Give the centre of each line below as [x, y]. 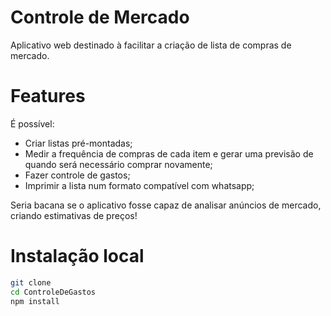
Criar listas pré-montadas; [78, 143]
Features [48, 96]
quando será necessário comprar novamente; [118, 164]
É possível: [32, 123]
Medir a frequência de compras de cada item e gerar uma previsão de [169, 153]
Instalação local [77, 256]
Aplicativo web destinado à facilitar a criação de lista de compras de [151, 45]
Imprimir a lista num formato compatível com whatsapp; [139, 185]
